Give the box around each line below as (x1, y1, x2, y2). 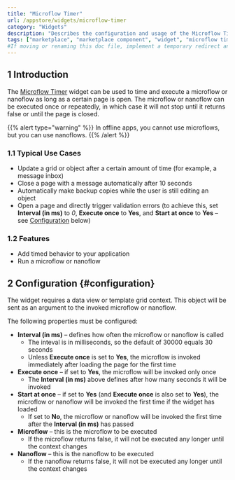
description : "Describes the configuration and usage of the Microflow (7, 29, 220, 37)
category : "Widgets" (7, 23, 68, 30)
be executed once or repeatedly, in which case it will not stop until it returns (7, 102, 226, 111)
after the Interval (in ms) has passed (27, 420, 134, 428)
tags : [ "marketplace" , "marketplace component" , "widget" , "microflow (7, 36, 218, 43)
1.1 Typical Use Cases (7, 148, 82, 158)
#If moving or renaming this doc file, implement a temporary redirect (7, 43, 220, 50)
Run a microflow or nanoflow (17, 257, 101, 266)
